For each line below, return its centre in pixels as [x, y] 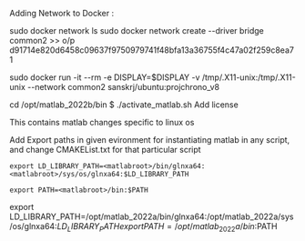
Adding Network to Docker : [62, 13]
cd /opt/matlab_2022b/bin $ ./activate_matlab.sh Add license [124, 105]
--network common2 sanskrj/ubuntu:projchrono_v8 [123, 87]
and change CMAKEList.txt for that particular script [106, 150]
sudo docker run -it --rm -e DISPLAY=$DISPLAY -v [105, 77]
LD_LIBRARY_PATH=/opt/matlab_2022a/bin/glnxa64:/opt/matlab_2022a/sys [152, 216]
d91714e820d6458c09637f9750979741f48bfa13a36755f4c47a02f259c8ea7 [152, 50]
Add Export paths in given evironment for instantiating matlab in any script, [150, 140]
